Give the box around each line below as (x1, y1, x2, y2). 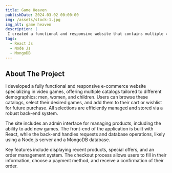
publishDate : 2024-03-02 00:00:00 (5, 12, 79, 17)
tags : (5, 36, 17, 42)
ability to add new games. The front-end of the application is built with (5, 126, 154, 132)
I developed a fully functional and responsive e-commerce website (5, 83, 146, 89)
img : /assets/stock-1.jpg (5, 17, 60, 22)
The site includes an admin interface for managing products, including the (5, 120, 161, 126)
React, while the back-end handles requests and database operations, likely (5, 131, 165, 138)
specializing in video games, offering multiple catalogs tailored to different (5, 88, 162, 95)
